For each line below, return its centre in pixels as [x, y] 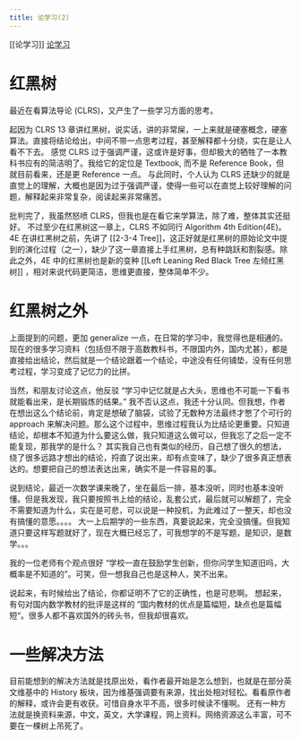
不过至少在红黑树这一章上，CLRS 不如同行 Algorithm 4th [131, 227]
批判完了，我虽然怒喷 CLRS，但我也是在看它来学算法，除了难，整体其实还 [146, 215]
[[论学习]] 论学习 [40, 44]
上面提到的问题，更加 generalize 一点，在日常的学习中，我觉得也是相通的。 [149, 338]
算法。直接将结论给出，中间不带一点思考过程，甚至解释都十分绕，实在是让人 [150, 141]
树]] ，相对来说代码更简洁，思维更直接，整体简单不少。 [112, 271]
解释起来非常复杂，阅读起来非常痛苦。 [95, 196]
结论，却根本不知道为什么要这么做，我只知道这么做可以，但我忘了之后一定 [146, 434]
